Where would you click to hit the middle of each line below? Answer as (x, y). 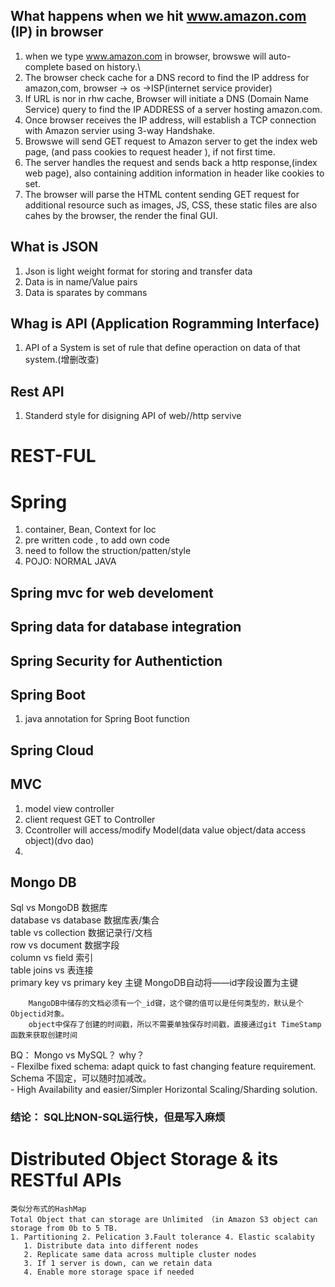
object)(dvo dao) (59, 840)
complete (44, 66)
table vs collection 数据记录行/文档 (81, 933)
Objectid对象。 (39, 1014)
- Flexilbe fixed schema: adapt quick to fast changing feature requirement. (163, 1066)
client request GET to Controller (90, 819)
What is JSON (54, 247)
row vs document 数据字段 (65, 945)
